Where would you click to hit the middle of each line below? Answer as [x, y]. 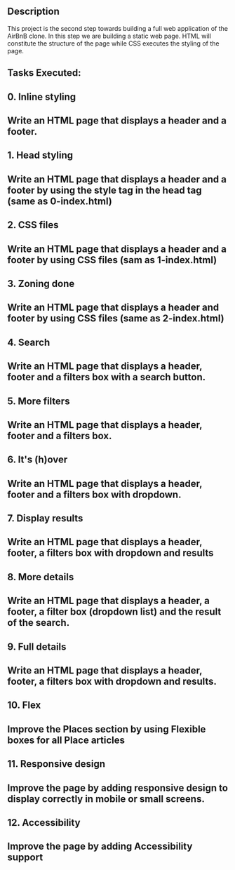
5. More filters [39, 401]
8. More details [41, 577]
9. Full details [37, 647]
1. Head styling [40, 155]
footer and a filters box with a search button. [107, 377]
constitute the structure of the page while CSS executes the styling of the [113, 43]
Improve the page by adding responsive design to [117, 788]
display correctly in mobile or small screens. [106, 799]
